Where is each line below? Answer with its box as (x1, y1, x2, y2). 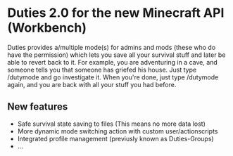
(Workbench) (7, 20, 87, 36)
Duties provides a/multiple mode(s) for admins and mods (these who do (7, 43, 216, 51)
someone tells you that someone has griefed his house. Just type (7, 65, 197, 74)
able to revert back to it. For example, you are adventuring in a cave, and (7, 58, 218, 66)
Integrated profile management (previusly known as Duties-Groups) (17, 134, 214, 143)
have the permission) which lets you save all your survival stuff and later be (7, 51, 226, 59)
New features (7, 100, 68, 113)
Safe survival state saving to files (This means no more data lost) (17, 119, 206, 128)
